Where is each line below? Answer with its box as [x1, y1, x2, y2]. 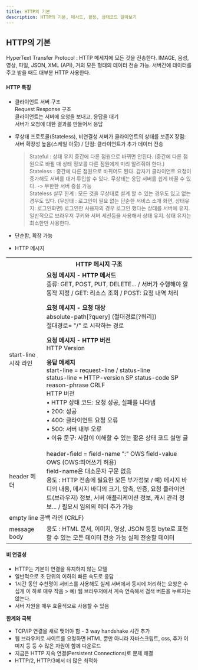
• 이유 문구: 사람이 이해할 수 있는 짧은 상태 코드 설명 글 [46, 433, 189, 442]
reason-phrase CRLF [46, 381, 105, 389]
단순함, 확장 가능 [14, 232, 53, 239]
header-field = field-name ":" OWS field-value [46, 449, 177, 458]
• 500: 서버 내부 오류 [46, 425, 102, 433]
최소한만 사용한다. [29, 219, 71, 226]
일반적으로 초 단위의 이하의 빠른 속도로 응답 [14, 572, 114, 580]
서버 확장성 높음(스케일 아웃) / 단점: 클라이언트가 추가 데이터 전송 [14, 140, 164, 147]
